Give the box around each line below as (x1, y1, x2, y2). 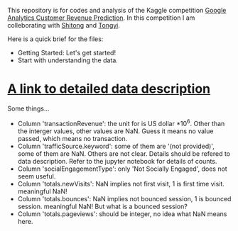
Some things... (7, 104, 50, 113)
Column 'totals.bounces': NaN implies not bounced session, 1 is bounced (17, 194, 232, 203)
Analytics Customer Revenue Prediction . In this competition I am (7, 13, 195, 22)
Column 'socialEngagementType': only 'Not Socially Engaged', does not (17, 164, 227, 173)
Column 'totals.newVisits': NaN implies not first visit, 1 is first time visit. (17, 179, 225, 188)
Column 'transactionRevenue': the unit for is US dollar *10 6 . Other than (17, 118, 225, 128)
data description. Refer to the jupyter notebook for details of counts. (17, 157, 217, 165)
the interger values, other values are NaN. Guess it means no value (17, 127, 214, 135)
